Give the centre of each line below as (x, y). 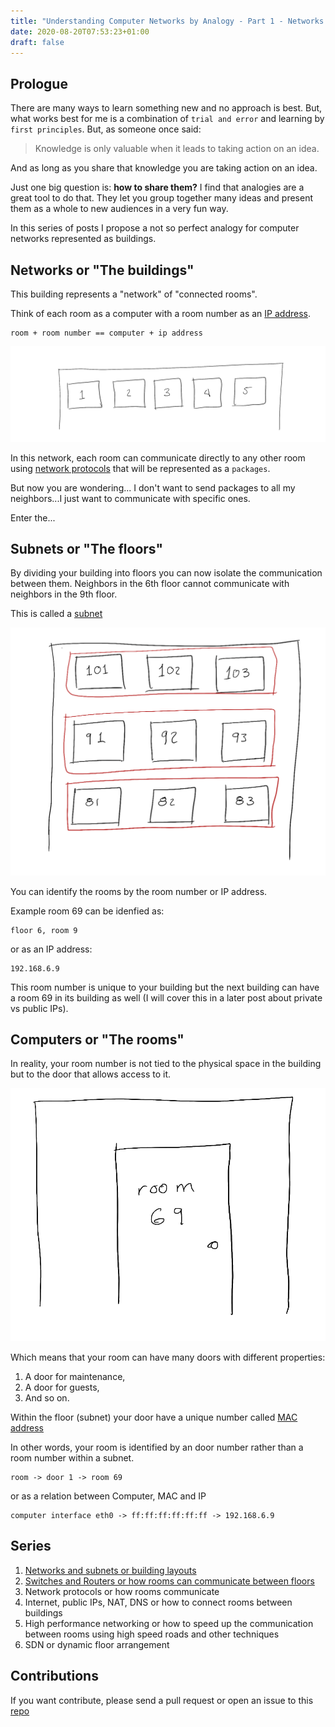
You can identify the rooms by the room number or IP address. (139, 891)
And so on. (47, 1398)
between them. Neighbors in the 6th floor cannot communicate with (150, 584)
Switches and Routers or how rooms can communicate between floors (169, 1581)
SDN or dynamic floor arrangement (97, 1644)
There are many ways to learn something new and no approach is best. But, (166, 108)
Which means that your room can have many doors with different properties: (168, 1357)
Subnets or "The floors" (87, 548)
